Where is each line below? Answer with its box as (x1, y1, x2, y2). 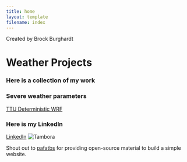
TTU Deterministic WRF (6, 105, 63, 112)
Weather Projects (6, 56, 92, 69)
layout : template (6, 14, 48, 20)
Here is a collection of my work (6, 76, 96, 84)
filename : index (6, 19, 45, 25)
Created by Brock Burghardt (6, 36, 74, 43)
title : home (6, 8, 35, 15)
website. (6, 151, 27, 158)
